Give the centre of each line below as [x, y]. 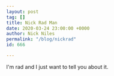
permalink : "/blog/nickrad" [41, 39]
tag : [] [16, 17]
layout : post [22, 12]
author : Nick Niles [31, 34]
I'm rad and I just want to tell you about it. [57, 66]
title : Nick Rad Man [32, 23]
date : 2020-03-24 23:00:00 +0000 [48, 28]
